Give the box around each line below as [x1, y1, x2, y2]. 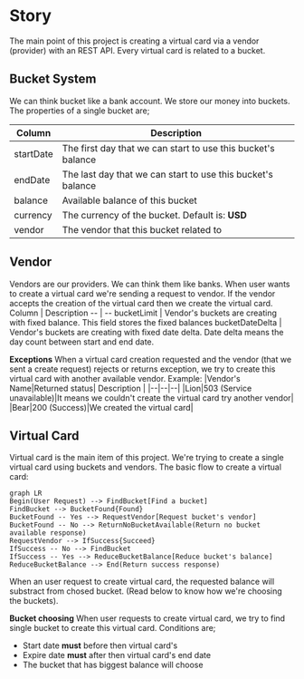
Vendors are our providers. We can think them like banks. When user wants [9, 278, 290, 289]
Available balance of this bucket [62, 194, 197, 207]
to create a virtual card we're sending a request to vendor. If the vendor [9, 287, 276, 299]
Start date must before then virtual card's [22, 640, 178, 651]
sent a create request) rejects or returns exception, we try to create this [9, 364, 276, 374]
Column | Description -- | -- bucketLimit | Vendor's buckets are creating [9, 307, 278, 318]
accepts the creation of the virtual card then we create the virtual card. [9, 297, 273, 308]
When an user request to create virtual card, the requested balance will [9, 577, 275, 587]
